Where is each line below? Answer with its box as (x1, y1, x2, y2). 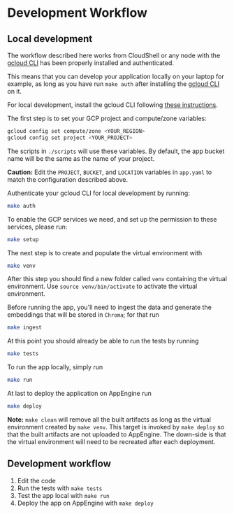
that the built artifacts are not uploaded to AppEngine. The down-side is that (7, 430, 226, 438)
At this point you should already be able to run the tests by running (7, 337, 199, 345)
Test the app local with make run (17, 491, 110, 499)
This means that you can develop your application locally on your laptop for (7, 72, 225, 80)
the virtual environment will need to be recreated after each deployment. (7, 437, 216, 445)
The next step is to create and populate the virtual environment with (7, 248, 203, 257)
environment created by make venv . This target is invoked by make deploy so (7, 422, 225, 431)
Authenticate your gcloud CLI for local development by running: (7, 189, 190, 197)
